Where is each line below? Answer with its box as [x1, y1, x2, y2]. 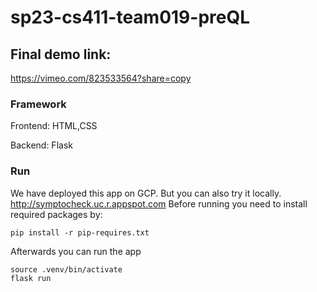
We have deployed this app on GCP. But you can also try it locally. [10, 187, 282, 199]
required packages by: [10, 208, 103, 220]
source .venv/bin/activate [10, 264, 123, 275]
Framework [10, 97, 67, 111]
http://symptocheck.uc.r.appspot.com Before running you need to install [10, 197, 308, 210]
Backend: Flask [10, 139, 73, 151]
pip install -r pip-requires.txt [10, 227, 150, 238]
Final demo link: [10, 46, 112, 63]
